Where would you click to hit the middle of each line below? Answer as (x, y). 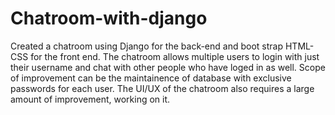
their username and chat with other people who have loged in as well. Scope (168, 67)
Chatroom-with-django (109, 18)
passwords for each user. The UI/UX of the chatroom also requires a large (162, 88)
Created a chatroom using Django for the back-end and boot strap (147, 46)
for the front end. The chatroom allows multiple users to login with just (175, 56)
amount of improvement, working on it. (90, 99)
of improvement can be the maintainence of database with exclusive (151, 78)
